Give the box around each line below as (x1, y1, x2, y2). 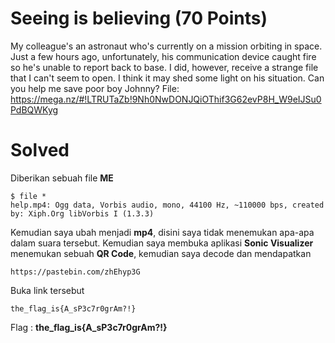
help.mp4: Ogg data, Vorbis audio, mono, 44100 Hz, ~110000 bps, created (10, 200, 325, 210)
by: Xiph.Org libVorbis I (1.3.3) (10, 208, 155, 219)
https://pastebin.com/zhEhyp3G (10, 267, 141, 277)
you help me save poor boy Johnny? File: (10, 82, 180, 94)
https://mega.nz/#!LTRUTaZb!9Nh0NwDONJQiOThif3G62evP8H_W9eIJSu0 (10, 93, 322, 105)
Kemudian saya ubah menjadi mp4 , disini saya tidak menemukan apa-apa (10, 226, 315, 238)
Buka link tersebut (10, 284, 85, 296)
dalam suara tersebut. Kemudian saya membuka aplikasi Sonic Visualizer (10, 237, 314, 249)
